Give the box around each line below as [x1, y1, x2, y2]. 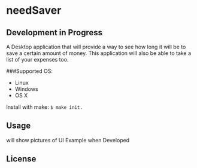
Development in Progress [6, 28, 103, 38]
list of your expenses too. [6, 56, 69, 63]
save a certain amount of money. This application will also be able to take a [6, 50, 192, 57]
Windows [14, 85, 38, 93]
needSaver [6, 4, 62, 17]
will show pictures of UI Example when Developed [6, 136, 130, 143]
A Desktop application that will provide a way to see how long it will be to [6, 43, 186, 50]
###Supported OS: [6, 68, 53, 75]
